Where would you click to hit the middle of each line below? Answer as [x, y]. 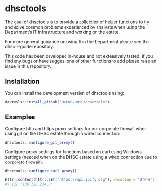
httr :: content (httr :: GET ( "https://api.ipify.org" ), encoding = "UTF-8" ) [80, 180]
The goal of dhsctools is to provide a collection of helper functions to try [77, 22]
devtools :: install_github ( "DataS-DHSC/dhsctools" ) [57, 102]
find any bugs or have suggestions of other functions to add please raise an [81, 61]
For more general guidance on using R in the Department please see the [77, 41]
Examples [20, 117]
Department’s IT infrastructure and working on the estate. [63, 32]
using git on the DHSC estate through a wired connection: [63, 134]
